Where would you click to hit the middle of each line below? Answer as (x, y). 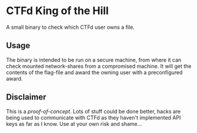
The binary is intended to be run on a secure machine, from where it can (94, 59)
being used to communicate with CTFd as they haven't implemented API (94, 117)
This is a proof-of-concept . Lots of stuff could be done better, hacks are (94, 111)
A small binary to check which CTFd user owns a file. (71, 27)
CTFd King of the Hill (57, 11)
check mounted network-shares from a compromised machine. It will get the (99, 66)
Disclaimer (26, 97)
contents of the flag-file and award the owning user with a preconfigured (94, 72)
